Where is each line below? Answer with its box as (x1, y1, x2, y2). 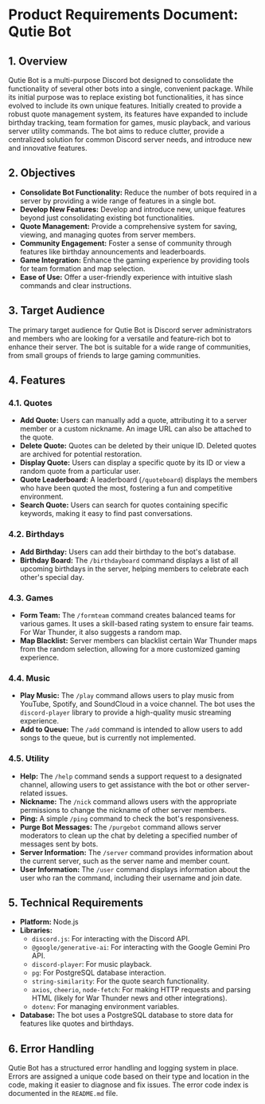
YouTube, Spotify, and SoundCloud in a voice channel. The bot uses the (19, 700, 255, 709)
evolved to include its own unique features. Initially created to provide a (8, 101, 243, 110)
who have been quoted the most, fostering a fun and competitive (19, 483, 233, 493)
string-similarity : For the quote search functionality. (31, 976, 209, 986)
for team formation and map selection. (19, 263, 146, 273)
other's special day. (19, 572, 85, 582)
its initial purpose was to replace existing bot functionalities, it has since (8, 93, 244, 101)
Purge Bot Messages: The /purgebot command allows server (19, 822, 221, 831)
